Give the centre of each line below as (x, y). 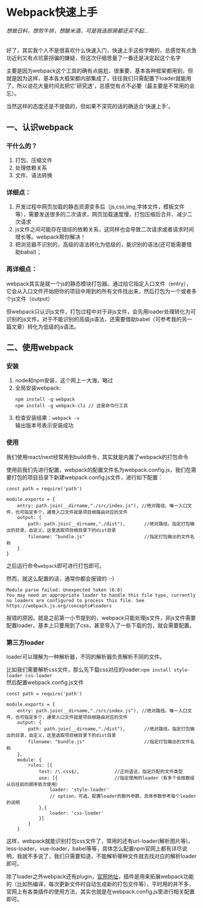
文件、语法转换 (34, 175)
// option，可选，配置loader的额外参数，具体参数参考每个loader (123, 796)
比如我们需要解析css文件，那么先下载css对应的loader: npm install (89, 669)
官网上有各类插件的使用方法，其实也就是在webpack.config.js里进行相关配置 (101, 891)
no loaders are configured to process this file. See (76, 601)
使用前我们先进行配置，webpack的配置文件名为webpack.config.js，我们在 (99, 469)
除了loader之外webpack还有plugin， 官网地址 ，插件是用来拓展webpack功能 (100, 876)
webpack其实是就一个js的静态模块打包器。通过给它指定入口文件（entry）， (99, 283)
